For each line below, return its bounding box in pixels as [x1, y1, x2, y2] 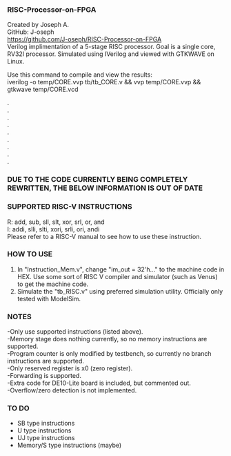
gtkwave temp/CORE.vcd [7, 85, 79, 94]
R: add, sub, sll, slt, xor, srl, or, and [7, 218, 105, 226]
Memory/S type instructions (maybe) [17, 441, 122, 450]
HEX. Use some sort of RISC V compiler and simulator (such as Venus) [17, 272, 218, 281]
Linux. [7, 57, 25, 66]
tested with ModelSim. [17, 294, 81, 303]
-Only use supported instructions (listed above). [7, 327, 143, 336]
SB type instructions [17, 419, 75, 428]
